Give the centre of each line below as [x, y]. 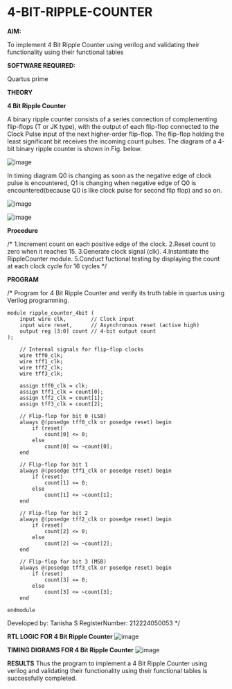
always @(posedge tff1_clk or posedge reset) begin [96, 471]
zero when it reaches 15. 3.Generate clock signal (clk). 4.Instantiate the [108, 251]
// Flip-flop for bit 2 [54, 513]
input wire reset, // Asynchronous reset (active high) [109, 325]
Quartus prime [28, 79]
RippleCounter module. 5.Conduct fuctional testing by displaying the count [114, 259]
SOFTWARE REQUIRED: [42, 65]
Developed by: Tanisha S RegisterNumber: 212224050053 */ [93, 623]
